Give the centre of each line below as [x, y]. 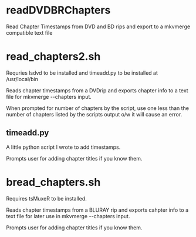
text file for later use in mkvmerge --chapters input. [68, 216]
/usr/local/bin [22, 79]
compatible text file [29, 32]
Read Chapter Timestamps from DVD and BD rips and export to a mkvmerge [98, 26]
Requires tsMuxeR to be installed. [46, 198]
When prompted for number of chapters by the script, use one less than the [98, 108]
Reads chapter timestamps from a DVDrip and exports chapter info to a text [97, 90]
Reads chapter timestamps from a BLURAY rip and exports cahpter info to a [97, 210]
